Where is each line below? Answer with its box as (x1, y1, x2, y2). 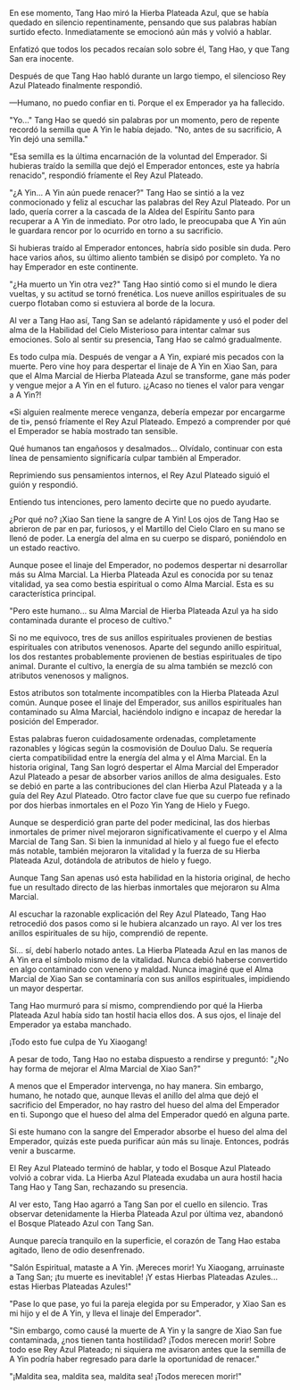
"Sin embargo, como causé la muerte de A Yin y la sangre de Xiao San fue (9, 1326, 283, 1336)
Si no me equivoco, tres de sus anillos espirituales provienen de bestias (9, 632, 272, 642)
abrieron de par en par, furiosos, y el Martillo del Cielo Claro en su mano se (9, 523, 286, 534)
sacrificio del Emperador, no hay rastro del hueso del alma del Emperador (9, 1100, 279, 1110)
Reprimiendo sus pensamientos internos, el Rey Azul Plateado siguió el (9, 470, 271, 481)
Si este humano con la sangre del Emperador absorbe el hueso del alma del (9, 1126, 287, 1137)
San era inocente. (9, 54, 74, 63)
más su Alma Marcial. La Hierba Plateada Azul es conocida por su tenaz (9, 569, 274, 580)
